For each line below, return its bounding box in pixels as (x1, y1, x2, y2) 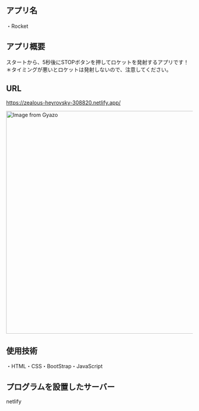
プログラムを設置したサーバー (6, 382, 115, 392)
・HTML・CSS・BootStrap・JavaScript (6, 363, 103, 370)
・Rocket (6, 23, 28, 30)
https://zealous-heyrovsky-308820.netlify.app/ (6, 99, 121, 106)
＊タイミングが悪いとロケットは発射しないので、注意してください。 (6, 66, 172, 73)
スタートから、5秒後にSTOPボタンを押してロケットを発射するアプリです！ (6, 58, 190, 65)
